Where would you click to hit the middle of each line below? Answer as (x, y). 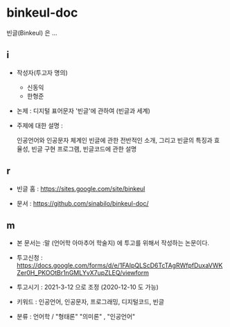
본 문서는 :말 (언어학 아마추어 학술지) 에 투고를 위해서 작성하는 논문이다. (113, 243)
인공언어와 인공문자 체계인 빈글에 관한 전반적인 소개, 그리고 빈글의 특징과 (114, 140)
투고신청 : (29, 258)
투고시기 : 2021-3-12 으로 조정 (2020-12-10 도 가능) (87, 287)
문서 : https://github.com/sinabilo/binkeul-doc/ (83, 203)
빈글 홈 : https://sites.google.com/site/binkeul (81, 188)
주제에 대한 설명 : (39, 125)
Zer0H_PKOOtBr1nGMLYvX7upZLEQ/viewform (83, 273)
